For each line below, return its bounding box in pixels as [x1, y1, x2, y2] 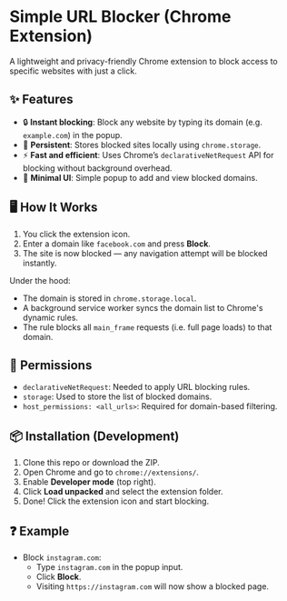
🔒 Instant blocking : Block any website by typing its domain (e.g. [22, 116, 263, 127]
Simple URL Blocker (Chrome [9, 6, 232, 27]
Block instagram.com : [22, 552, 102, 563]
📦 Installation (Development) [9, 428, 180, 444]
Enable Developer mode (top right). [22, 476, 156, 487]
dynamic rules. [22, 312, 79, 323]
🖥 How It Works [9, 200, 98, 215]
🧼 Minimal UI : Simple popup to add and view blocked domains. [22, 172, 258, 183]
